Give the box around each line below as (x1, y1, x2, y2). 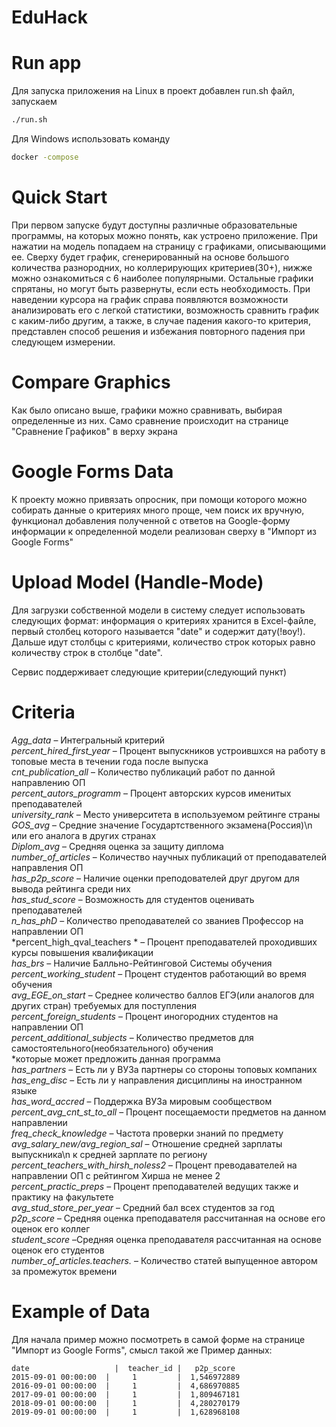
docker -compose (11, 152, 79, 162)
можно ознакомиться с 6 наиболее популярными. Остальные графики (11, 272, 314, 284)
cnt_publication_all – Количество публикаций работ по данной (11, 766, 276, 778)
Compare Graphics (11, 371, 171, 393)
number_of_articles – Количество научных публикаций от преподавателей (11, 851, 327, 863)
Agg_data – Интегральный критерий (11, 734, 166, 746)
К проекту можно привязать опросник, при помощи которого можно (11, 493, 308, 505)
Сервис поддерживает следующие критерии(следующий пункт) (11, 666, 288, 678)
